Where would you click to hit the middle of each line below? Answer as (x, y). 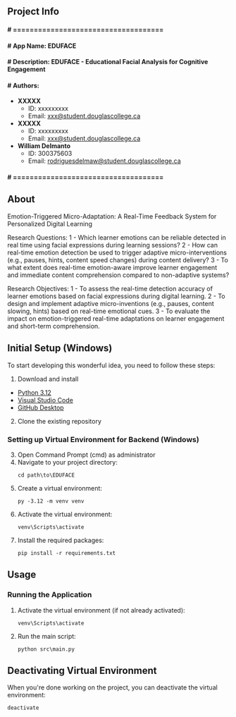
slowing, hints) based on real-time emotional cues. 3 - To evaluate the (109, 311)
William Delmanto (44, 146)
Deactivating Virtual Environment (82, 670)
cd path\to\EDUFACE (46, 475)
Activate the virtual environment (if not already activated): (101, 610)
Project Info (33, 12)
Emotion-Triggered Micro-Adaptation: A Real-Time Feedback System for (112, 216)
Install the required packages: (61, 540)
